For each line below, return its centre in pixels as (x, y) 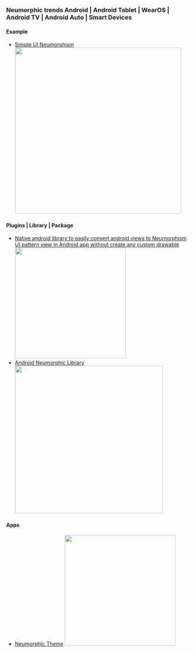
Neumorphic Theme (39, 644)
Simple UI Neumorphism (44, 45)
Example (17, 31)
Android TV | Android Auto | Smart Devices (69, 17)
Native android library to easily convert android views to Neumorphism (101, 239)
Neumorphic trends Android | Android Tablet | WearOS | (88, 10)
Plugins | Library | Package (40, 225)
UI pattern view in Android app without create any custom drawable (97, 244)
